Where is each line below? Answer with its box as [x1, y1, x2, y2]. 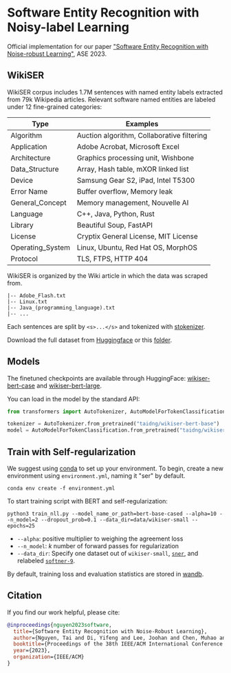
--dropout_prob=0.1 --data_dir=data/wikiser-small [41, 516, 189, 523]
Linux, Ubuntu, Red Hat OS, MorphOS [76, 243, 198, 252]
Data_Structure [10, 164, 60, 174]
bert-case [7, 381, 36, 390]
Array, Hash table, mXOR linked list [76, 164, 189, 174]
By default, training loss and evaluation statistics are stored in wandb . [7, 570, 204, 578]
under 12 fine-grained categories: [7, 102, 102, 111]
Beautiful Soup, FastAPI [76, 220, 153, 230]
